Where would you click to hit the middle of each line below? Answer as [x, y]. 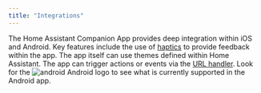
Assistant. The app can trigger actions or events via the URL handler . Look [131, 64]
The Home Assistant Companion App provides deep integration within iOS [130, 38]
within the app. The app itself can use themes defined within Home [119, 55]
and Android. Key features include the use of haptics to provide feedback [129, 46]
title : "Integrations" [46, 15]
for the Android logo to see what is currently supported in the [127, 72]
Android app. [30, 80]
